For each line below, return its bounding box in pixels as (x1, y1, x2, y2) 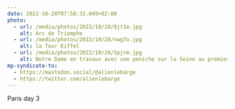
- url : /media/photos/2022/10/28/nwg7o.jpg (13, 36, 142, 43)
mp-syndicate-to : (7, 62, 58, 69)
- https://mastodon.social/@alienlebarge (13, 68, 136, 75)
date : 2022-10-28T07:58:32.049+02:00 (7, 10, 117, 17)
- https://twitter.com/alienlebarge (13, 75, 120, 82)
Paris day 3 (7, 94, 40, 103)
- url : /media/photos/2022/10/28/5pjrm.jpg (13, 50, 142, 57)
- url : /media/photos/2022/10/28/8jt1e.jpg (13, 23, 142, 30)
